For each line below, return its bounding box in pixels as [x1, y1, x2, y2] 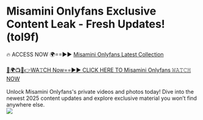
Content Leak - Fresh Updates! [6, 17, 165, 31]
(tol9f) [6, 30, 40, 44]
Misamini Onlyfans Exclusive [6, 4, 157, 18]
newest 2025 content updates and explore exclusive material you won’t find [6, 94, 197, 102]
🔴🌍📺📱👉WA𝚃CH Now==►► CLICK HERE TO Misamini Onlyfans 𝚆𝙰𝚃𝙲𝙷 [6, 66, 191, 74]
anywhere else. [6, 101, 45, 108]
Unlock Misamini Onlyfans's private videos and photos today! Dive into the [6, 88, 194, 95]
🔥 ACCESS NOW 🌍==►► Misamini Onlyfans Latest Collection [6, 51, 164, 58]
